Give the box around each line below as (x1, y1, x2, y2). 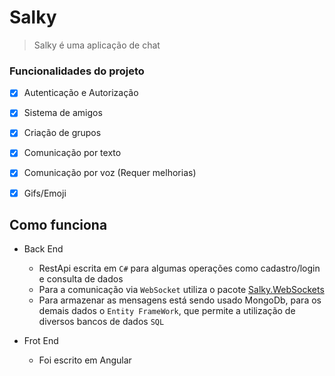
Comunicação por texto (23, 147, 122, 159)
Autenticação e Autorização (23, 87, 139, 99)
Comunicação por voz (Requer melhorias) (23, 167, 197, 179)
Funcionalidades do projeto (9, 64, 145, 78)
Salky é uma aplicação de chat (33, 39, 161, 51)
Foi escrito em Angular (38, 354, 132, 366)
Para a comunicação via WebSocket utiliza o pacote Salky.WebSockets (38, 284, 325, 296)
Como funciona (9, 217, 108, 233)
